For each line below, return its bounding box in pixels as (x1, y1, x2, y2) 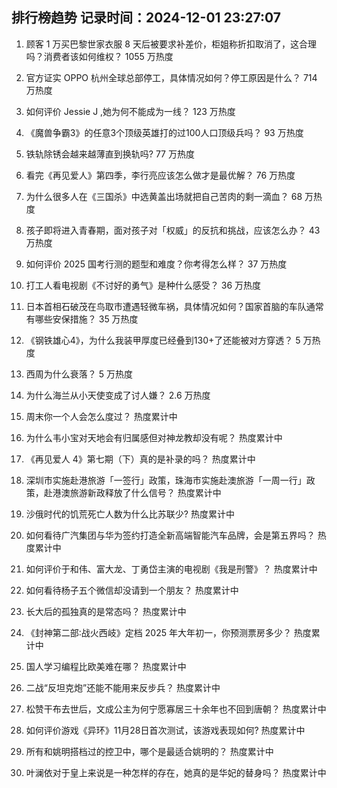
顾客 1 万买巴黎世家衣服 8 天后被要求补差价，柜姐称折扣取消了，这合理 (25, 38, 317, 50)
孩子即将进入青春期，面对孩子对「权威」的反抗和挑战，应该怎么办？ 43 (25, 224, 321, 236)
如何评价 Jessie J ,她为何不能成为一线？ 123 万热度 (25, 105, 236, 117)
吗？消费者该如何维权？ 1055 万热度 (25, 50, 174, 62)
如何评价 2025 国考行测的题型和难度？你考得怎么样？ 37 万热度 (25, 258, 288, 270)
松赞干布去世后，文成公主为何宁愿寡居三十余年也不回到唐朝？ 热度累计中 (25, 703, 327, 715)
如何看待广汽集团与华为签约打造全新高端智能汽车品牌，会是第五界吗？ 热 (25, 529, 327, 541)
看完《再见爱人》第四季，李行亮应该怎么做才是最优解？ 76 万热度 (25, 169, 296, 181)
